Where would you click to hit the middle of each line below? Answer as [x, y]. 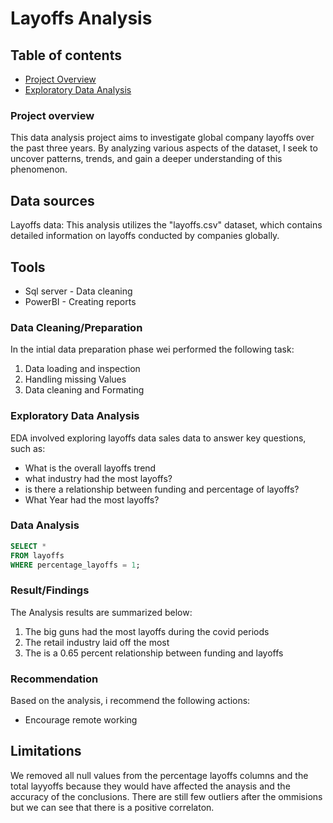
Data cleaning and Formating [84, 390]
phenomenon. [39, 169]
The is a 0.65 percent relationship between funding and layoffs [154, 653]
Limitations [46, 751]
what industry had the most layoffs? [98, 478]
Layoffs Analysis [81, 18]
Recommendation [54, 679]
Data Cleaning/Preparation [76, 327]
